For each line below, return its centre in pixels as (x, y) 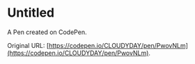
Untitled (31, 13)
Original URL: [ (28, 45)
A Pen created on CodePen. (47, 32)
